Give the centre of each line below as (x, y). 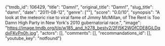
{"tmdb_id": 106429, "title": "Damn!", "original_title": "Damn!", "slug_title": (79, 7)
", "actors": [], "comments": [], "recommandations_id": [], (94, 33)
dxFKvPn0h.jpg (21, 33)
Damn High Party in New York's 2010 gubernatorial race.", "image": (73, 23)
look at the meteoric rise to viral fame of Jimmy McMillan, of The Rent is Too (82, 17)
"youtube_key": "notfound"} (33, 38)
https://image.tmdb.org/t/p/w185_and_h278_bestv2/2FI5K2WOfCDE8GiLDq (84, 28)
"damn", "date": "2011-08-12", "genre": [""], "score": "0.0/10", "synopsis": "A (82, 12)
